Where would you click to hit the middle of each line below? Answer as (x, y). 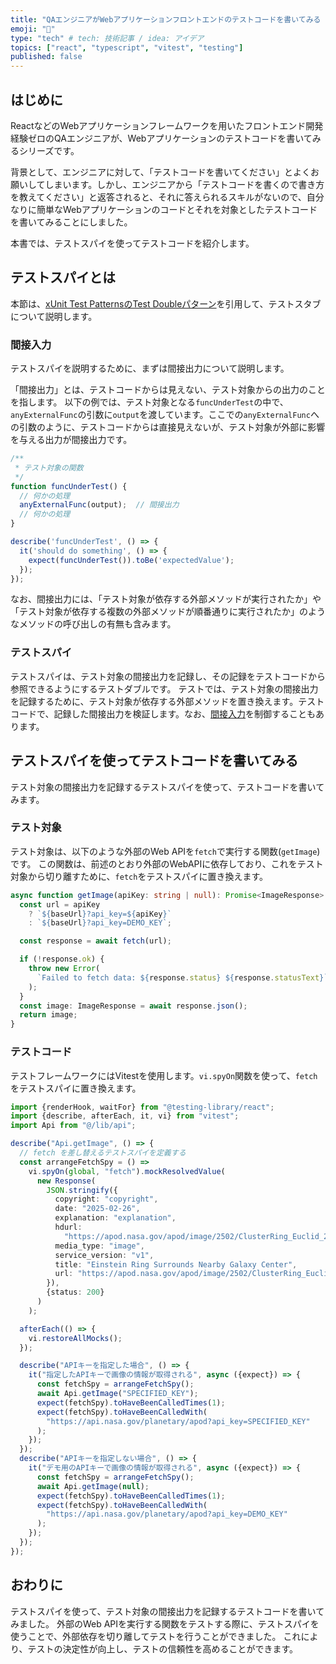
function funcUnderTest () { (69, 486)
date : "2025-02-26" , (97, 1209)
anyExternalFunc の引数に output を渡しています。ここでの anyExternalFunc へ (165, 415)
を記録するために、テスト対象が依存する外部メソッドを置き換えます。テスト (167, 701)
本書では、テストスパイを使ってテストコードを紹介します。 (132, 243)
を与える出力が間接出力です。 (71, 440)
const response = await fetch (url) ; (95, 941)
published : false (46, 57)
